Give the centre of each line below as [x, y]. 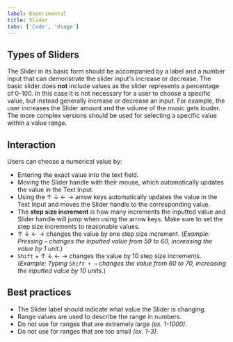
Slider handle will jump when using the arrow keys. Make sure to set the [120, 219]
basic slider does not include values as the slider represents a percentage [113, 86]
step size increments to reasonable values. [79, 226]
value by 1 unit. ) [40, 248]
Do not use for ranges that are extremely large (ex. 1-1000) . [102, 324]
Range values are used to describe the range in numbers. [99, 316]
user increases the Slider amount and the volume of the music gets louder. [114, 108]
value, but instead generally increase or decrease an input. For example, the [116, 101]
